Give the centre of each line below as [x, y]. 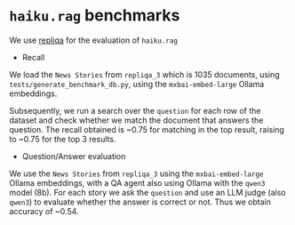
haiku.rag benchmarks [95, 16]
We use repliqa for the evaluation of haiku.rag [93, 40]
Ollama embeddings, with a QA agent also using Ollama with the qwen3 [137, 182]
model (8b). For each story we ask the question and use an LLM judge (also [147, 192]
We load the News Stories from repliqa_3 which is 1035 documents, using [144, 74]
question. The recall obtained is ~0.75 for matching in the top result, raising [147, 129]
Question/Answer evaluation [74, 156]
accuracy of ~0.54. [44, 211]
